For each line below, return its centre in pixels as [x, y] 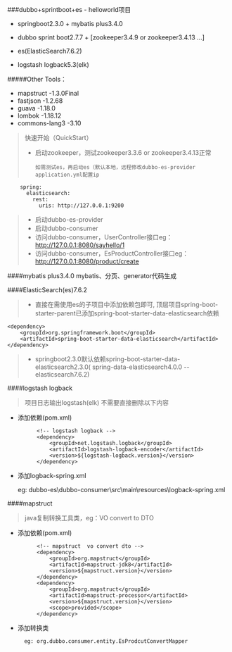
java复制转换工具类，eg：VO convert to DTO [89, 518]
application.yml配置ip [67, 175]
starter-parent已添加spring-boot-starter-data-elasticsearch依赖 [127, 313]
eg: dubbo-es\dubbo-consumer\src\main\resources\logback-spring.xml [121, 490]
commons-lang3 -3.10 [49, 123]
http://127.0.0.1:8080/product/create [87, 261]
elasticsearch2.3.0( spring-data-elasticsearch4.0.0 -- [112, 367]
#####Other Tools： [37, 79]
